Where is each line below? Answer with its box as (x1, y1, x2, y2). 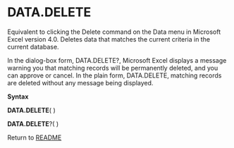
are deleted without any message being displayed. (7, 78, 154, 87)
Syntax (7, 92, 29, 101)
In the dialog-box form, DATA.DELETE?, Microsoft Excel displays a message (7, 56, 227, 64)
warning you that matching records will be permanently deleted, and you (7, 63, 218, 72)
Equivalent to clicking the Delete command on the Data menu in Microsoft (7, 27, 221, 36)
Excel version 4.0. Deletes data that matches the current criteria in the (7, 35, 210, 43)
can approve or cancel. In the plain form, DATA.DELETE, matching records (7, 71, 222, 80)
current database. (7, 42, 59, 51)
